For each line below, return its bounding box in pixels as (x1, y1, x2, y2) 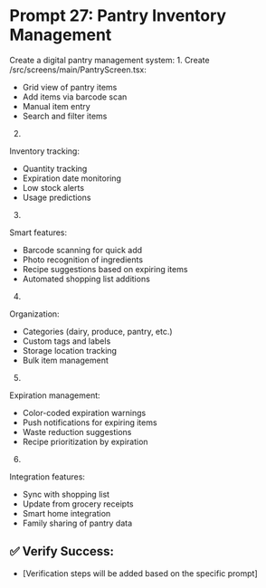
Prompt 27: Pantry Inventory (9, 5, 227, 26)
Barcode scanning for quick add (22, 244, 143, 255)
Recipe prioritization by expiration (22, 436, 148, 447)
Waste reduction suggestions (22, 426, 132, 437)
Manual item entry (22, 100, 90, 111)
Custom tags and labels (22, 336, 111, 346)
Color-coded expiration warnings (22, 407, 147, 418)
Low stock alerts (22, 182, 84, 193)
